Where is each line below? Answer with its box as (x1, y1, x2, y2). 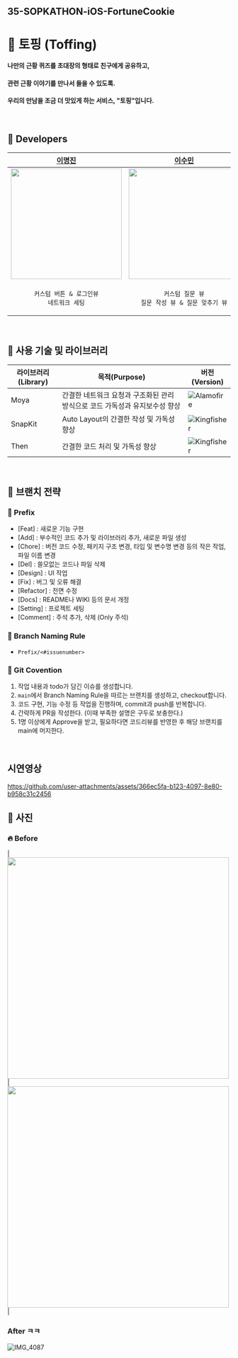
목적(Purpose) (98, 372, 146, 382)
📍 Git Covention (7, 665, 62, 675)
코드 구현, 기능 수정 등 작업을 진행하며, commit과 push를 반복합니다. (17, 699, 207, 708)
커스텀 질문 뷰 (164, 290, 205, 298)
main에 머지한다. (17, 726, 64, 735)
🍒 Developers (7, 133, 68, 145)
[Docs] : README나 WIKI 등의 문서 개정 (17, 595, 130, 604)
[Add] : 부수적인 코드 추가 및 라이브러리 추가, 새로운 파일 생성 (17, 533, 187, 542)
